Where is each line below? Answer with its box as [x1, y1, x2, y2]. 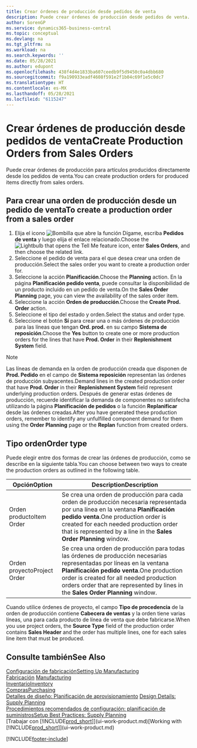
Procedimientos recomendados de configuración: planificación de [6, 705, 166, 712]
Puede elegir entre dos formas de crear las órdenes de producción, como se [6, 454, 191, 461]
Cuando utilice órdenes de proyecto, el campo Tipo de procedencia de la [6, 604, 184, 611]
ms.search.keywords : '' [6, 52, 64, 58]
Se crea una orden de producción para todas [61, 544, 185, 552]
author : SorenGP [6, 19, 46, 25]
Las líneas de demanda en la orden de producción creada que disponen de [6, 365, 188, 372]
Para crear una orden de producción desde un [6, 196, 177, 206]
